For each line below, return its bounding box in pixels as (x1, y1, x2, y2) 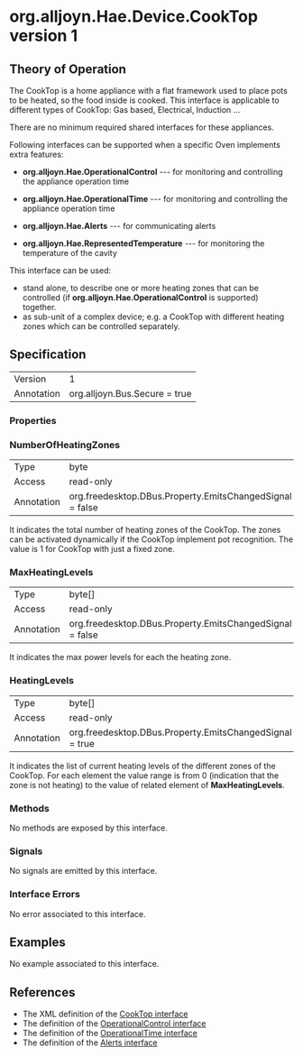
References (9, 985, 76, 1000)
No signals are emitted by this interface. (9, 866, 158, 877)
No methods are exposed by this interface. (9, 822, 169, 833)
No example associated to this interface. (9, 959, 160, 969)
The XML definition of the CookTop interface (22, 1008, 188, 1020)
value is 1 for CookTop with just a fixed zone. (9, 544, 175, 555)
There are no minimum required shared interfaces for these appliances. (9, 122, 275, 133)
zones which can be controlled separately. (22, 321, 180, 331)
